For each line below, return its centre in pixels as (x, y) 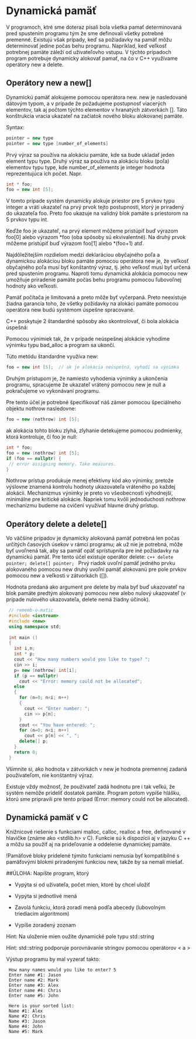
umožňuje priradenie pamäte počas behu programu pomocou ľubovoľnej (94, 280)
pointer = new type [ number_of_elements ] (57, 143)
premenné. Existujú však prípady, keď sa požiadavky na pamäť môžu (89, 39)
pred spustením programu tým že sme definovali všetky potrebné (85, 33)
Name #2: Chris (27, 1016)
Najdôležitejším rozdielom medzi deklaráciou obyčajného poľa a (83, 255)
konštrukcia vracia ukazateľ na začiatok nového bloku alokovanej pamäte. (95, 116)
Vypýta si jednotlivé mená (46, 896)
